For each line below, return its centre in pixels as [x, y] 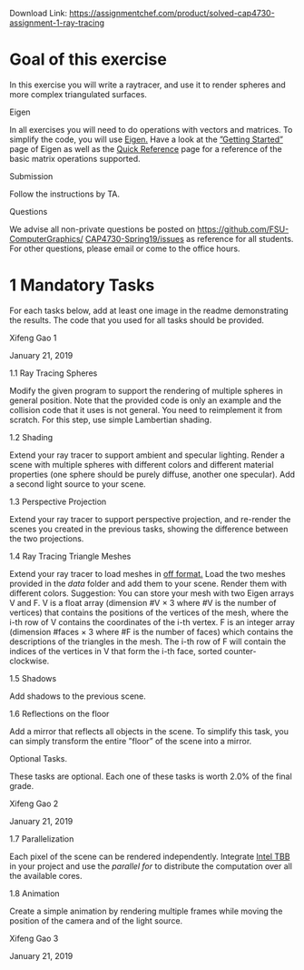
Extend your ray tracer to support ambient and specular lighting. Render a [147, 455]
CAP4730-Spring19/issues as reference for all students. [189, 238]
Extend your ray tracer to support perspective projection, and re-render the [150, 519]
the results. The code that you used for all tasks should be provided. [137, 320]
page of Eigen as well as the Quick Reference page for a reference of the [146, 148]
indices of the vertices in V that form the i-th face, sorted [116, 651]
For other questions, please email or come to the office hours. [125, 248]
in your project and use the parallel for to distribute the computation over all [151, 866]
